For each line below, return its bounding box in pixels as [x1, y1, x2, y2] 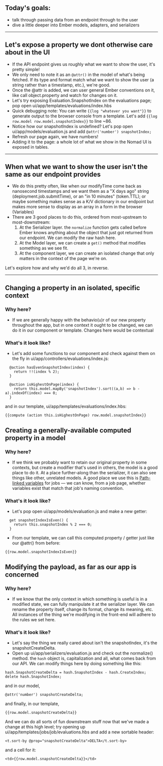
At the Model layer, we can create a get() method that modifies [19, 240, 146, 246]
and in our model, [5, 683, 40, 689]
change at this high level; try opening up [5, 724, 86, 730]
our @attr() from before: [12, 540, 61, 546]
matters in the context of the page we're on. [19, 256, 108, 262]
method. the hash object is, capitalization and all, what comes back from [12, 655, 156, 661]
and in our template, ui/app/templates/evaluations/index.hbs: [5, 404, 127, 410]
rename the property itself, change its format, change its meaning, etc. [12, 606, 153, 613]
